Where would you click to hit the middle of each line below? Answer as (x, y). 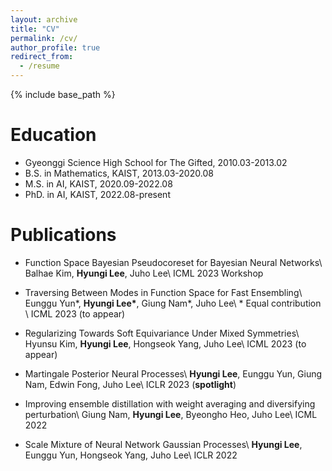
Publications (63, 235)
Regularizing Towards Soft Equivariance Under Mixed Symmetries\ (162, 333)
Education (53, 135)
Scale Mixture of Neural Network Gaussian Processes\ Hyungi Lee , (163, 444)
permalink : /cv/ (44, 38)
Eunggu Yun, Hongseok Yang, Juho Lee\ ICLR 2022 (131, 455)
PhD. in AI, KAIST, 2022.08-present (97, 194)
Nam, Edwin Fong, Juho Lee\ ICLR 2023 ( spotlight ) (130, 384)
